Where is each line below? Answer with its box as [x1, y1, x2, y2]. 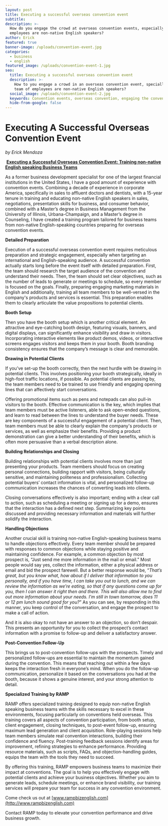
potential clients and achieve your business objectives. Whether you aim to [5, 774, 159, 780]
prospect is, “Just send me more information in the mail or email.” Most [5, 557, 151, 563]
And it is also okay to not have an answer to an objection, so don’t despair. [5, 620, 158, 626]
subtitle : [5, 17, 26, 22]
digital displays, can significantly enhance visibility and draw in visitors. [5, 330, 152, 336]
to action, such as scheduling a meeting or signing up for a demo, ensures [5, 500, 158, 506]
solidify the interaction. [5, 516, 52, 522]
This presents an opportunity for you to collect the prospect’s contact [5, 625, 148, 631]
